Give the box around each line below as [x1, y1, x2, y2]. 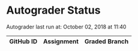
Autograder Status [6, 4, 101, 17]
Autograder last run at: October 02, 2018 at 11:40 [6, 23, 127, 30]
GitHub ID [9, 37, 38, 45]
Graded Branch [84, 37, 129, 45]
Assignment [43, 37, 79, 45]
